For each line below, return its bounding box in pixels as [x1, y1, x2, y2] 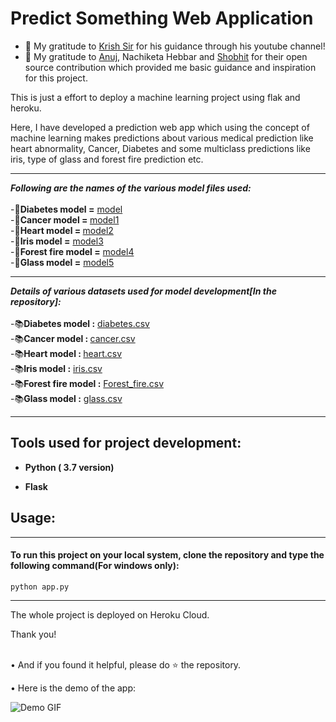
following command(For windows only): [10, 560, 180, 572]
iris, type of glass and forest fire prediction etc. [10, 153, 204, 165]
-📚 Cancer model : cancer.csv [10, 332, 136, 344]
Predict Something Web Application [10, 7, 314, 30]
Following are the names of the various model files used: [10, 182, 252, 194]
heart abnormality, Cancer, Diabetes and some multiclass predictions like [10, 142, 311, 154]
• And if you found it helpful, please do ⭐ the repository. [10, 658, 242, 671]
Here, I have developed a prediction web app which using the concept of [10, 121, 310, 133]
